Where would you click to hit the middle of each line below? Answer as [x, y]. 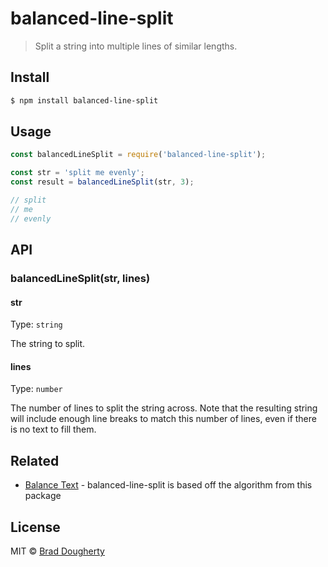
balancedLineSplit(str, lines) [80, 278]
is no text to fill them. [53, 429]
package [43, 496]
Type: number [36, 389]
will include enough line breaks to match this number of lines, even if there [163, 419]
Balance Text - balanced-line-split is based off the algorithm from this [168, 485]
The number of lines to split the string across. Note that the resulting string [164, 408]
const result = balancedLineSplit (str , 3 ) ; [102, 182]
